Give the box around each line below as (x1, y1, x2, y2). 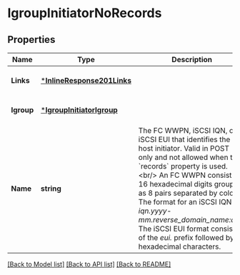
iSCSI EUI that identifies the (138, 134, 231, 144)
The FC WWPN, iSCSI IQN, (138, 126, 228, 135)
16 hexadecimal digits (138, 179, 213, 189)
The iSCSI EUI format (138, 224, 209, 234)
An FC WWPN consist (159, 170, 232, 180)
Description (171, 55, 213, 64)
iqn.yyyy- (138, 206, 172, 216)
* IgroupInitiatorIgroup (40, 105, 118, 115)
